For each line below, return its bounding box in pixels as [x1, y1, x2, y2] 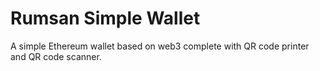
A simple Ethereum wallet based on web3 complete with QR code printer [10, 40, 310, 52]
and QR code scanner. [10, 50, 102, 62]
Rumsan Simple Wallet [10, 7, 201, 30]
